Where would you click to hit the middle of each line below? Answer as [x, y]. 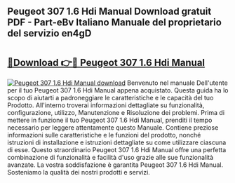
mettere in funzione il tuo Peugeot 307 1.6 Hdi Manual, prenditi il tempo [110, 120]
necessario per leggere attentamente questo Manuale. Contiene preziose [113, 128]
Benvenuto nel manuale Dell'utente [177, 83]
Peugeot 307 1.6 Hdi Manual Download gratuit [109, 12]
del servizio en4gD [49, 33]
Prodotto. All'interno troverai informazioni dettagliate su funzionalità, [106, 105]
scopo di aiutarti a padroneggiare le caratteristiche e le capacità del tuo [110, 98]
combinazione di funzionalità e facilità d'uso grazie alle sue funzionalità [110, 157]
